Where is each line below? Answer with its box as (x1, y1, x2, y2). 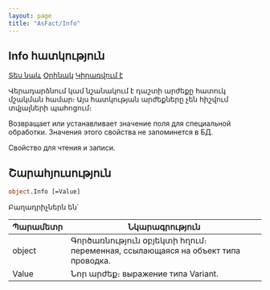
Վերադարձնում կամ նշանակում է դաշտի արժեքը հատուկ (8, 86, 227, 96)
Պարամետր (12, 222, 63, 232)
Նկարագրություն (127, 222, 201, 232)
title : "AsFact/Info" (8, 19, 81, 27)
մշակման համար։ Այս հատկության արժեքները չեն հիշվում (8, 94, 229, 105)
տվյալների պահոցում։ (8, 103, 92, 113)
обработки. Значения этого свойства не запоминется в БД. (8, 127, 214, 137)
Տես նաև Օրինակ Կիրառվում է (8, 70, 124, 81)
